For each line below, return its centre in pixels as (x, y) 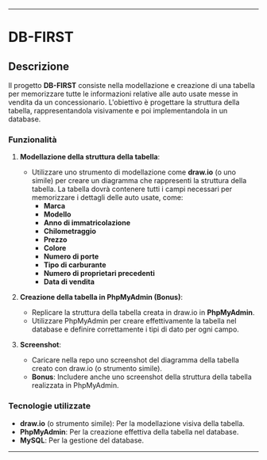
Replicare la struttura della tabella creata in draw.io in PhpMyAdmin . (143, 312)
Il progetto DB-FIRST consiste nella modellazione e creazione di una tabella (132, 85)
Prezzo (55, 240)
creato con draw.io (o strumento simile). (97, 369)
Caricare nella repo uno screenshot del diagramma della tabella (135, 360)
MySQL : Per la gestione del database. (82, 440)
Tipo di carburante (75, 265)
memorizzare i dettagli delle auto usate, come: (107, 197)
